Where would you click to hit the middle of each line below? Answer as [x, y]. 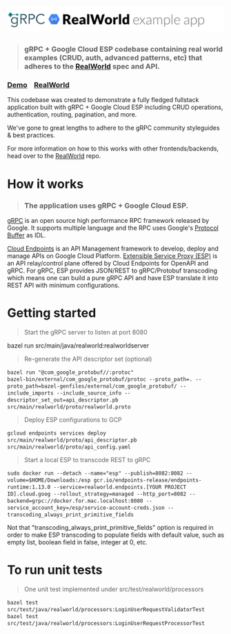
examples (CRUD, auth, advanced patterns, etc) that [113, 58]
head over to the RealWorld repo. [54, 156]
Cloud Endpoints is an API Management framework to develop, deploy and [113, 248]
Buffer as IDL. [27, 235]
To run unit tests [55, 570]
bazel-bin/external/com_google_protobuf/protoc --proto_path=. [100, 379]
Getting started [52, 313]
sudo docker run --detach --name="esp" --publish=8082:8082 [96, 473]
